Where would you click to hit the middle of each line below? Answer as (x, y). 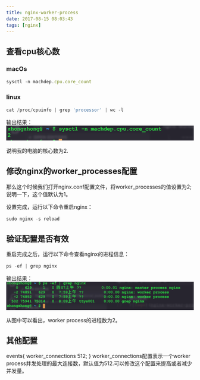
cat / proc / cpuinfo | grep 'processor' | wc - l (65, 110)
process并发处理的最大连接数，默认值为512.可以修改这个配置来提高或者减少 (99, 363)
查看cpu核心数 (33, 51)
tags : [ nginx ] (24, 25)
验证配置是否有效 (37, 239)
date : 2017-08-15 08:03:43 (40, 19)
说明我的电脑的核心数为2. (37, 150)
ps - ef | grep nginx (32, 266)
